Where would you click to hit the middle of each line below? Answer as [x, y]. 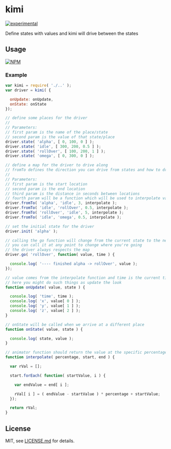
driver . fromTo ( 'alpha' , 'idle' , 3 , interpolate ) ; [61, 203]
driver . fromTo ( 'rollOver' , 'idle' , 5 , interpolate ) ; [65, 213]
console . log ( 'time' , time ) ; [42, 297]
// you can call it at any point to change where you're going [74, 245]
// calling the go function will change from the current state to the [83, 241]
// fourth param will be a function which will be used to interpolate [83, 198]
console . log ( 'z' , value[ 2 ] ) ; [45, 311]
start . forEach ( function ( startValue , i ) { [58, 376]
